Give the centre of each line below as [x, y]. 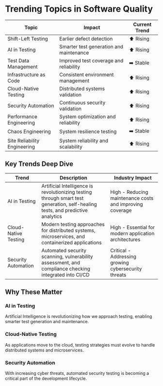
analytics [52, 216]
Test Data [18, 60]
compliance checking [66, 269]
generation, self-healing [69, 204]
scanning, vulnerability [67, 257]
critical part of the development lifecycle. [46, 379]
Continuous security [82, 102]
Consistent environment [87, 74]
